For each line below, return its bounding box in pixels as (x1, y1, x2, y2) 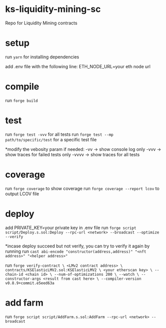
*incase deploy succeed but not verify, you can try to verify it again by (5, 243, 150, 249)
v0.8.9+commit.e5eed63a (5, 280, 55, 286)
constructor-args (5, 276, 41, 281)
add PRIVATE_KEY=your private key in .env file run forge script (5, 224, 137, 230)
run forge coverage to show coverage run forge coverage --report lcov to (5, 185, 160, 191)
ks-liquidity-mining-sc (5, 3, 101, 15)
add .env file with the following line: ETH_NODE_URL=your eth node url (5, 63, 151, 69)
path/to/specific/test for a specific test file (5, 136, 97, 142)
